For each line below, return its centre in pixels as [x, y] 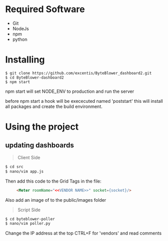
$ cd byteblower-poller [30, 219]
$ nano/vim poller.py [28, 224]
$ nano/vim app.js [24, 171]
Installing [25, 60]
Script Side [29, 210]
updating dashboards [40, 145]
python [20, 39]
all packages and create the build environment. [54, 106]
